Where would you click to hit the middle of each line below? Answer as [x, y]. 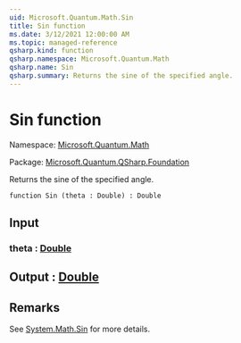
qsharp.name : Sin [42, 68]
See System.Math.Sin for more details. [79, 329]
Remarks [35, 308]
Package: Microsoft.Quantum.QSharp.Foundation [100, 162]
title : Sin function [48, 26]
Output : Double [54, 277]
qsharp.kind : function [51, 51]
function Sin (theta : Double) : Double [86, 196]
